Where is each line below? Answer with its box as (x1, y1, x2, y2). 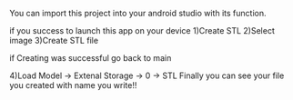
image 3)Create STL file (9, 35, 98, 45)
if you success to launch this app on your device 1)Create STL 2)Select (9, 25, 275, 35)
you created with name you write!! (9, 80, 137, 90)
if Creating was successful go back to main (9, 53, 172, 63)
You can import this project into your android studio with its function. (9, 8, 267, 18)
